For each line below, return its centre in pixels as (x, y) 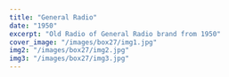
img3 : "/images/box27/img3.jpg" (69, 58)
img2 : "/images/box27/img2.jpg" (69, 50)
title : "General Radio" (53, 17)
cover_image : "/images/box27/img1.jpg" (83, 42)
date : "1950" (33, 26)
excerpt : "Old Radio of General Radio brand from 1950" (115, 34)
